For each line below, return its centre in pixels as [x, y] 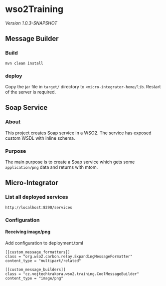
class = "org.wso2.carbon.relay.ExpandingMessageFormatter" [69, 256]
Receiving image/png [28, 232]
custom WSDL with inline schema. [40, 138]
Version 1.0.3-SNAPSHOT [31, 23]
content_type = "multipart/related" [43, 261]
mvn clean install [24, 63]
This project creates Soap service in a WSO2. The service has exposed [78, 133]
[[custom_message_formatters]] [38, 252]
